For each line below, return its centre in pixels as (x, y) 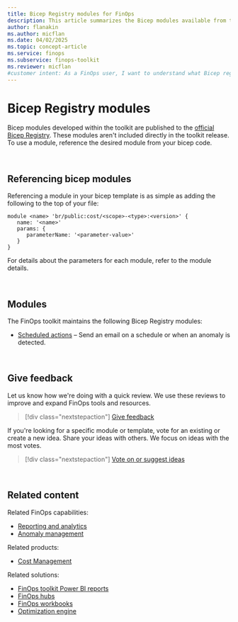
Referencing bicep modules (69, 179)
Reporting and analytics (52, 526)
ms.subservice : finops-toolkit (53, 60)
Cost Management (45, 561)
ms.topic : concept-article (47, 47)
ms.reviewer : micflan (39, 67)
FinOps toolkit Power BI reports (63, 588)
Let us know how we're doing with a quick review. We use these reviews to (117, 395)
